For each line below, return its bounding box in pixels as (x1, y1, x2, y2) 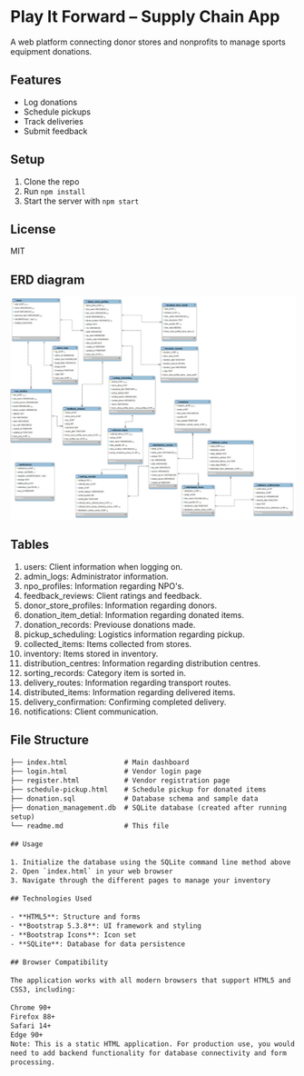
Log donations (23, 96, 78, 107)
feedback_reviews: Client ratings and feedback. (23, 590, 202, 601)
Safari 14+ (10, 1021, 52, 1031)
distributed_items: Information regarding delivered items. (23, 686, 236, 697)
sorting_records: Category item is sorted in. (23, 667, 187, 678)
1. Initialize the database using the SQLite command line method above (10, 857, 291, 867)
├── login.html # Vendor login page (10, 766, 202, 776)
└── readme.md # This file (10, 821, 170, 831)
